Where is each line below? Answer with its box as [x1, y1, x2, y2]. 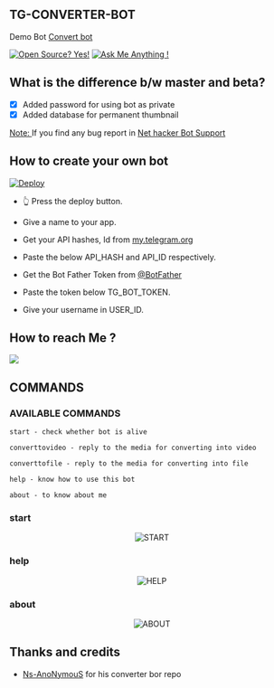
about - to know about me [9, 491, 107, 500]
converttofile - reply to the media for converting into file [9, 459, 249, 468]
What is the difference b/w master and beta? [9, 75, 266, 90]
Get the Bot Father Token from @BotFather [22, 269, 183, 279]
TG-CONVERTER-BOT [9, 7, 136, 23]
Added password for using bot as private [22, 99, 175, 109]
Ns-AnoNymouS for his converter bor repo [22, 668, 182, 679]
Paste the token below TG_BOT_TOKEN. [22, 287, 171, 297]
